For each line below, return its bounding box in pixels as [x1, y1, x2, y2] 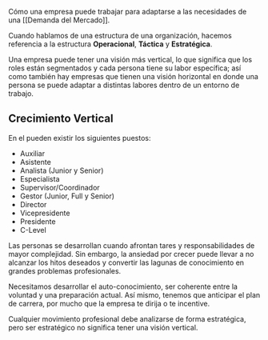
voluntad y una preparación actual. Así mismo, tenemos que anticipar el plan [8, 290, 261, 299]
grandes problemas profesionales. [8, 266, 122, 275]
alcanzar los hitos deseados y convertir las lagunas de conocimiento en [8, 258, 245, 267]
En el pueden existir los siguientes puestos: [8, 133, 151, 142]
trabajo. [8, 89, 34, 98]
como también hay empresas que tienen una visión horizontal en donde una [8, 72, 258, 81]
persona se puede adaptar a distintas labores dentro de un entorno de [8, 80, 240, 90]
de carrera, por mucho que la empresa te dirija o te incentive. [8, 298, 210, 308]
